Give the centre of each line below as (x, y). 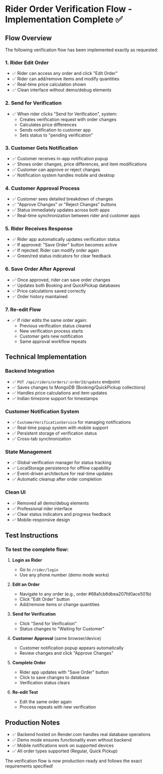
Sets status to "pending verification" (56, 135)
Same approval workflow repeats (53, 341)
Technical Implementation (46, 357)
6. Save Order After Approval (40, 269)
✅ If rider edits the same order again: (50, 320)
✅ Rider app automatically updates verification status (66, 239)
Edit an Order (26, 584)
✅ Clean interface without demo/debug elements (62, 90)
